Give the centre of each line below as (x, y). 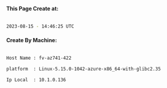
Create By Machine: (32, 40)
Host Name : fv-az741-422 (39, 58)
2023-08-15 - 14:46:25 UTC (40, 27)
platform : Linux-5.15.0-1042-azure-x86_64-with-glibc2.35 (84, 69)
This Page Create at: (32, 8)
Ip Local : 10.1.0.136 (36, 80)
